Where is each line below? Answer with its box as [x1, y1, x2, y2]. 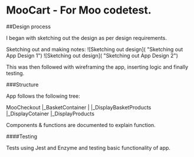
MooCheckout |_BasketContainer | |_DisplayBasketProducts [6, 103, 152, 111]
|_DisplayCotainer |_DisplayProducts [6, 110, 95, 117]
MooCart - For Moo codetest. [6, 4, 152, 17]
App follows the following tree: [6, 92, 81, 99]
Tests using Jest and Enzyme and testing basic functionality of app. [6, 144, 171, 151]
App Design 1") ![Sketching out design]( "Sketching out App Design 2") [6, 52, 178, 59]
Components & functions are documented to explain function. [6, 121, 156, 128]
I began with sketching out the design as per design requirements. [6, 34, 167, 41]
